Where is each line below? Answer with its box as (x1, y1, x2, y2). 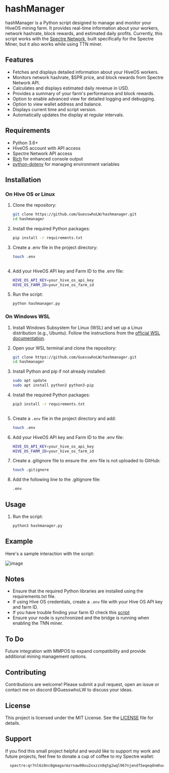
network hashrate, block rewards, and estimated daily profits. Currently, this (5, 30, 162, 36)
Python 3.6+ (12, 139, 39, 146)
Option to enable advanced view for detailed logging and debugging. (12, 96, 155, 102)
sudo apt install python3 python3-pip (12, 383, 94, 388)
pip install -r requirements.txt (12, 235, 83, 240)
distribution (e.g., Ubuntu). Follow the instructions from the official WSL (12, 330, 160, 336)
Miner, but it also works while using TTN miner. (5, 41, 103, 47)
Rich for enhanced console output (12, 155, 83, 161)
